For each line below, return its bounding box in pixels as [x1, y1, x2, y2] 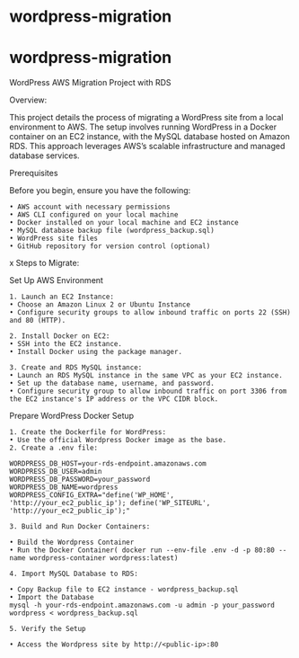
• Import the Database [9, 593, 94, 602]
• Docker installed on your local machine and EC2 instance [9, 218, 240, 227]
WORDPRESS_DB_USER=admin [9, 467, 102, 476]
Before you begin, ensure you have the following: [9, 185, 191, 196]
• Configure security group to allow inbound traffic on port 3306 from [9, 387, 287, 396]
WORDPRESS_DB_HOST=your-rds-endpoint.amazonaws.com [9, 459, 207, 468]
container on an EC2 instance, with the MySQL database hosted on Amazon [9, 131, 290, 142]
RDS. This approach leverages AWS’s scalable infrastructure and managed [9, 141, 286, 152]
